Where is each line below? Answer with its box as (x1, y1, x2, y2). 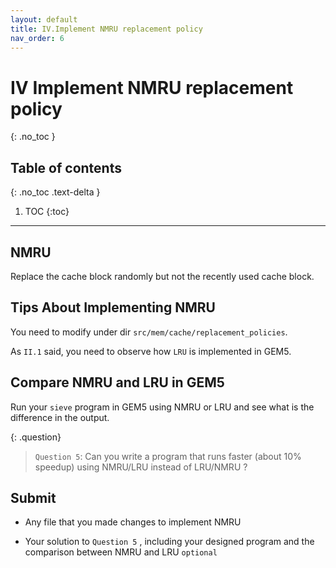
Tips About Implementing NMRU (10, 299, 216, 316)
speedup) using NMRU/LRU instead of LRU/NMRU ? (34, 461, 248, 473)
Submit (10, 489, 57, 506)
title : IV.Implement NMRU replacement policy (10, 24, 203, 34)
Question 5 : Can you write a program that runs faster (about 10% (34, 450, 302, 462)
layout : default (10, 14, 78, 25)
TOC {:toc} (24, 206, 70, 218)
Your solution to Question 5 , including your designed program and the (24, 536, 315, 548)
